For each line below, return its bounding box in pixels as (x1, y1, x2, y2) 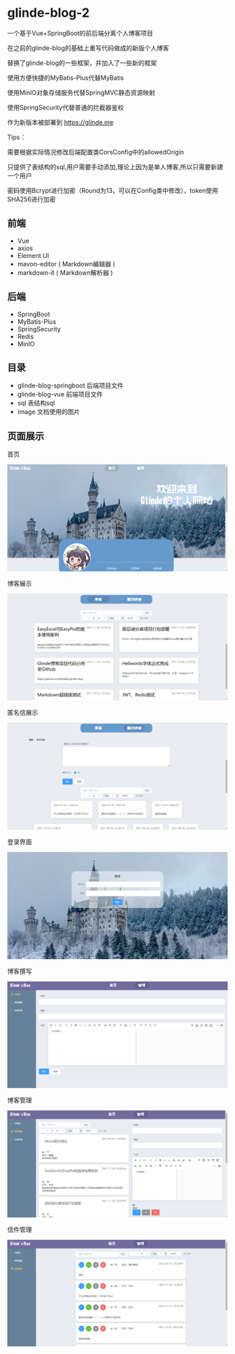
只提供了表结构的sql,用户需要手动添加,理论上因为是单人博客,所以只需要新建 (7, 162, 224, 171)
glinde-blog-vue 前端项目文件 (17, 390, 104, 399)
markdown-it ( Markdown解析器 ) (17, 268, 113, 277)
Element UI (17, 251, 50, 259)
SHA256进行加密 (7, 194, 56, 204)
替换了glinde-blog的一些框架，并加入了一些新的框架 (7, 58, 157, 67)
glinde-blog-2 (7, 5, 90, 21)
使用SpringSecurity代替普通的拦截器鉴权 (7, 103, 124, 111)
